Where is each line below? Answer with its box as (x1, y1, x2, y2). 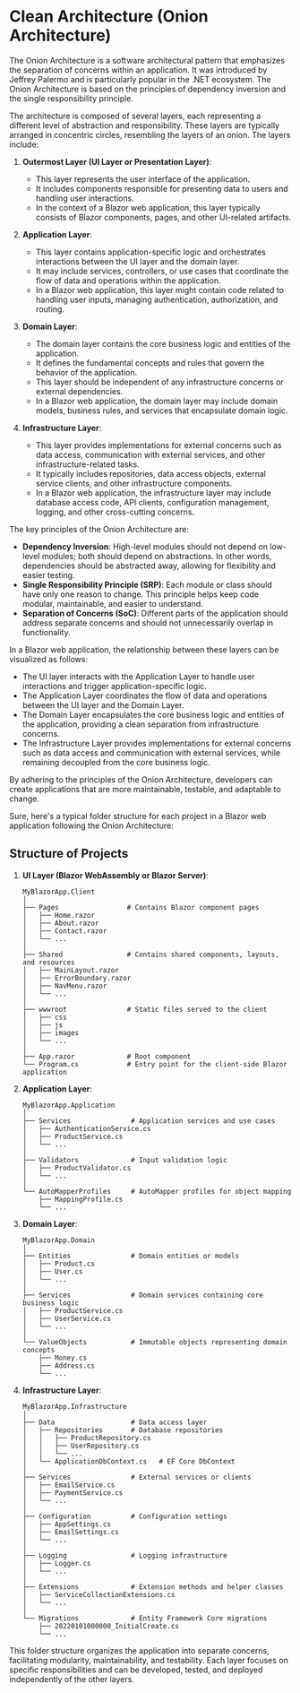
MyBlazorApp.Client (21, 887, 96, 896)
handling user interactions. (35, 193, 134, 203)
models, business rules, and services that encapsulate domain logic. (35, 405, 288, 416)
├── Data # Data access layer (21, 1418, 208, 1427)
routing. (35, 303, 65, 315)
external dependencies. (35, 385, 124, 396)
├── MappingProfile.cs (39, 1195, 124, 1204)
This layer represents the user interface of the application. (35, 173, 251, 185)
